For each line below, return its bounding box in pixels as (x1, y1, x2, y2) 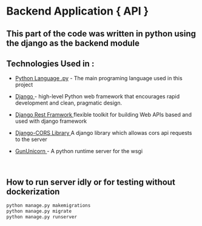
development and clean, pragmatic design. (15, 99, 123, 107)
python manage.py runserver (6, 214, 78, 220)
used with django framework (15, 117, 87, 125)
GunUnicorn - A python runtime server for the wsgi (15, 148, 143, 155)
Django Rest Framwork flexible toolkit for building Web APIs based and (15, 111, 192, 118)
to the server (15, 135, 47, 143)
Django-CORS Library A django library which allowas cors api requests (15, 129, 192, 137)
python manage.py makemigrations (6, 202, 91, 209)
